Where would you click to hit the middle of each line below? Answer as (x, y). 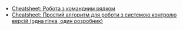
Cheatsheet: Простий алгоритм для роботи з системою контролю (94, 15)
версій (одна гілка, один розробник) (57, 21)
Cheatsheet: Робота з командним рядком (64, 9)
